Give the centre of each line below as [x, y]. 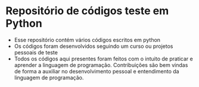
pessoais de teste [36, 52]
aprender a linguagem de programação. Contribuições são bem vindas [101, 65]
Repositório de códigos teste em [87, 11]
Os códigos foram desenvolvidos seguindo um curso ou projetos [94, 46]
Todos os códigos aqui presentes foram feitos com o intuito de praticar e [103, 59]
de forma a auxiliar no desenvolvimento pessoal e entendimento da [97, 71]
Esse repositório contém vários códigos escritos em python [87, 40]
